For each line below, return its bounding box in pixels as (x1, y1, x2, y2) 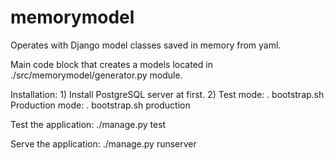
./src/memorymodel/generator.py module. (10, 69, 183, 81)
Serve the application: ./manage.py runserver (10, 137, 197, 150)
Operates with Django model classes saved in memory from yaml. (10, 39, 282, 51)
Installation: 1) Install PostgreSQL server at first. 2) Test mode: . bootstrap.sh (10, 88, 325, 100)
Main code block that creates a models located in (10, 58, 213, 70)
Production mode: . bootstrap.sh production (10, 99, 191, 111)
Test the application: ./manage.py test (10, 118, 167, 130)
